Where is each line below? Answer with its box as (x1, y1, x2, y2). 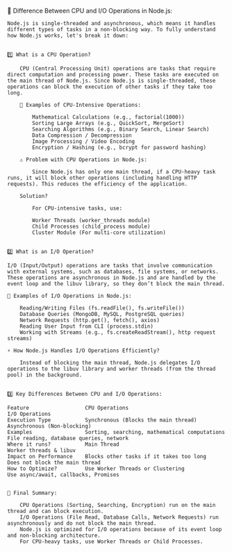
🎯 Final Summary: (7, 490, 58, 496)
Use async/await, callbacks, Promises (7, 471, 119, 478)
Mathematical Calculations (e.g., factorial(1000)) (32, 114, 185, 121)
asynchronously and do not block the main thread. (7, 520, 157, 527)
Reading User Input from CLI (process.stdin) (19, 323, 154, 330)
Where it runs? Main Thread (7, 441, 119, 448)
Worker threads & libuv (7, 447, 76, 454)
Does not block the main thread (7, 459, 101, 466)
